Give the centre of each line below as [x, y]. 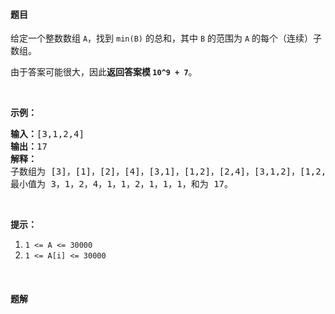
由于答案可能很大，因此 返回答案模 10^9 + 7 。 [104, 72]
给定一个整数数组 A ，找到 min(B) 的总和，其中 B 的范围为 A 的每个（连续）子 [166, 38]
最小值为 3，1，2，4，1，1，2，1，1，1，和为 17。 [122, 184]
